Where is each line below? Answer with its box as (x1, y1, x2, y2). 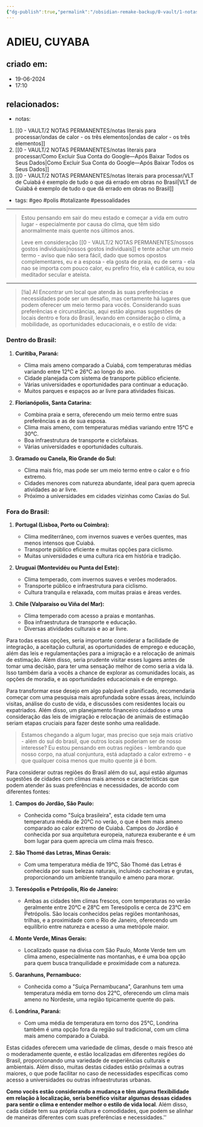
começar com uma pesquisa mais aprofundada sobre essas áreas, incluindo (6, 694, 196, 701)
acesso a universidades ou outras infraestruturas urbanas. (6, 1076, 152, 1083)
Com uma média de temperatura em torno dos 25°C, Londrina (24, 1020, 179, 1027)
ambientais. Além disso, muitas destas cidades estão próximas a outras (6, 1063, 184, 1071)
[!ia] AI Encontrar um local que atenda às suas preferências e (21, 289, 173, 296)
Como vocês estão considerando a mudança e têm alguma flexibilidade (6, 1088, 189, 1095)
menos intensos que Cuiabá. (24, 539, 95, 547)
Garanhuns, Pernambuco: (14, 971, 82, 978)
